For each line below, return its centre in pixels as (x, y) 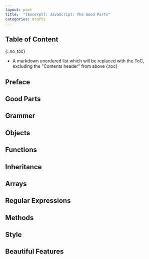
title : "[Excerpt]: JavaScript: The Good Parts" (58, 14)
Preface (18, 82)
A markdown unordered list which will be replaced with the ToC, (78, 61)
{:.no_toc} (15, 51)
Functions (21, 150)
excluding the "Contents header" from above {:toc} (65, 66)
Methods (19, 218)
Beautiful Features (34, 252)
